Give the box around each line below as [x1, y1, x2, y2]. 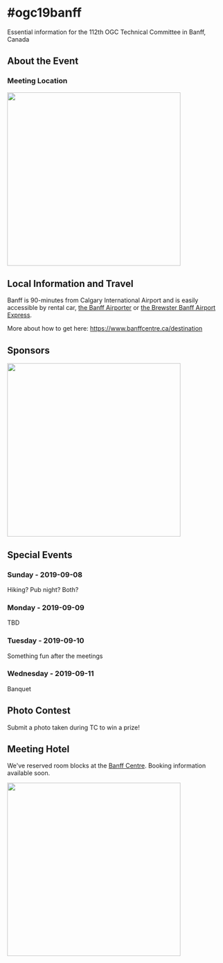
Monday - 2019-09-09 [7, 602, 84, 612]
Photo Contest [7, 705, 71, 717]
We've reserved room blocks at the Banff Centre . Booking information [7, 761, 206, 770]
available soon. [7, 769, 51, 777]
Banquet [7, 684, 31, 693]
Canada [7, 35, 30, 43]
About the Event [7, 55, 79, 67]
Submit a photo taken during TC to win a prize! [7, 723, 141, 731]
